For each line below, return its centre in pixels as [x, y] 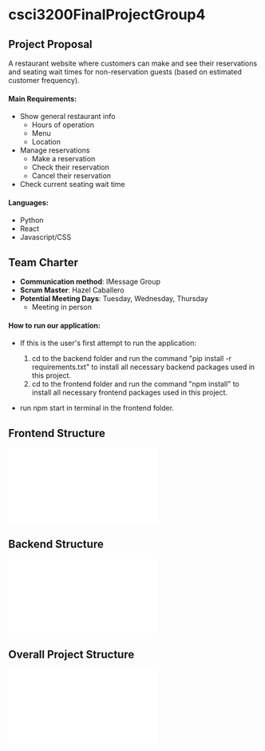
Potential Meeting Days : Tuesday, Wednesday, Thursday [114, 299]
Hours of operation [63, 125]
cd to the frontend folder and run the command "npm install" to [135, 384]
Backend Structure [56, 544]
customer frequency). [44, 80]
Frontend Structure [57, 433]
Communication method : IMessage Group [90, 282]
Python [32, 221]
